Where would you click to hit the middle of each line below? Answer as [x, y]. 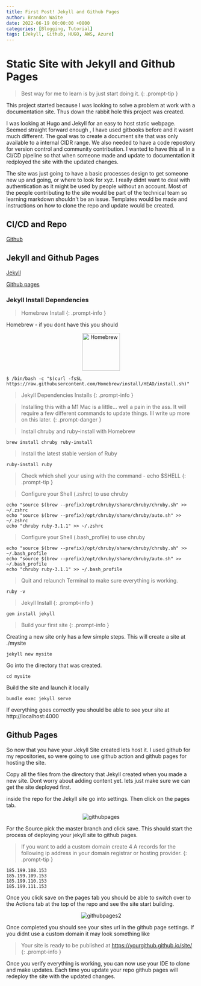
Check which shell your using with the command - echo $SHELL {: [104, 476]
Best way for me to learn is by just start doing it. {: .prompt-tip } [100, 93]
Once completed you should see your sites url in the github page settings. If [100, 927]
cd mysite [19, 676]
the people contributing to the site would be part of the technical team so [97, 193]
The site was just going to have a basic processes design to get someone [97, 174]
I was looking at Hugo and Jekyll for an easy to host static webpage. [91, 124]
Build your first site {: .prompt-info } [65, 625]
